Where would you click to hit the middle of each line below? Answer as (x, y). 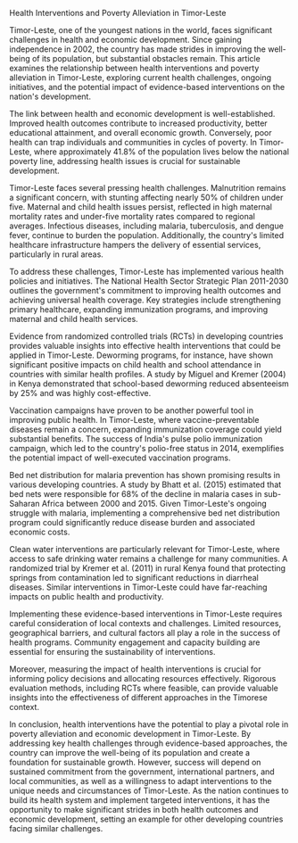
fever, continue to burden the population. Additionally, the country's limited (147, 235)
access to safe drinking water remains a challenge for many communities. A (149, 558)
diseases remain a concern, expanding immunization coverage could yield (146, 429)
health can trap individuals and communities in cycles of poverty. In (133, 142)
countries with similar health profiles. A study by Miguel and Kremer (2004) (148, 374)
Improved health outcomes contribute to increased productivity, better (138, 123)
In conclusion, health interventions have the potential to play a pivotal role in (149, 724)
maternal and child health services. (74, 319)
